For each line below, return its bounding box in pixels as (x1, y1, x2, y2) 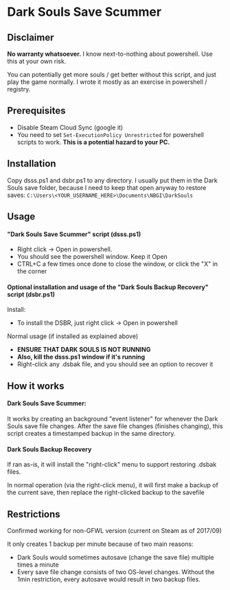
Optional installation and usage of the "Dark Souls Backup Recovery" (7, 283, 209, 291)
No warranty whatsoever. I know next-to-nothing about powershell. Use (7, 50, 213, 58)
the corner (16, 267, 47, 275)
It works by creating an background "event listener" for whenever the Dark (7, 414, 218, 423)
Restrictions (7, 508, 60, 520)
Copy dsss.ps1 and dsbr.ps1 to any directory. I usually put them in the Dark (7, 176, 218, 185)
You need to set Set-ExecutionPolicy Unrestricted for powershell (16, 130, 205, 138)
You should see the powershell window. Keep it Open (16, 253, 168, 261)
